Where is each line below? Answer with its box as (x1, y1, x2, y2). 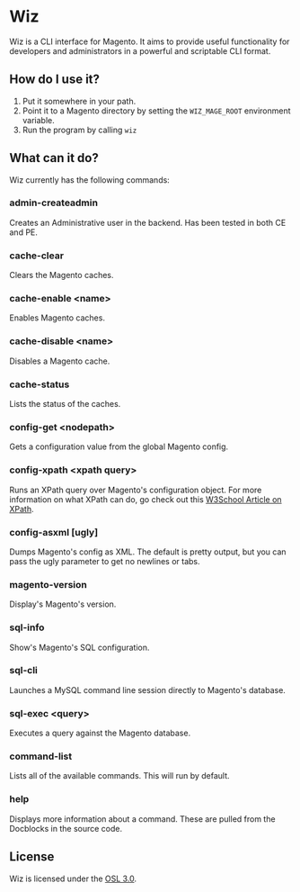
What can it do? (9, 150, 99, 166)
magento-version (9, 578, 87, 590)
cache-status (9, 378, 70, 391)
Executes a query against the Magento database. (9, 727, 191, 739)
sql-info (9, 621, 45, 634)
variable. (22, 114, 56, 125)
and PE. (9, 227, 39, 238)
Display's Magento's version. (9, 599, 117, 609)
